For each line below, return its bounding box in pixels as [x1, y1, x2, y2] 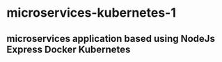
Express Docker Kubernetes [6, 43, 131, 55]
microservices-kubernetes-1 [6, 5, 177, 21]
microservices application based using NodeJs [6, 33, 215, 45]
